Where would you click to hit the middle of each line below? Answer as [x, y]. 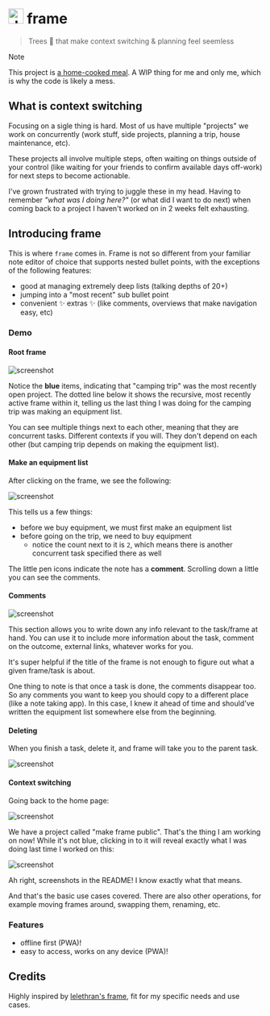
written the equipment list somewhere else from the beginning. [112, 712]
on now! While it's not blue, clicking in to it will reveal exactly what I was [128, 840]
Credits [27, 977]
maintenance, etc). [39, 143]
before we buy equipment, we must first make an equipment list [126, 527]
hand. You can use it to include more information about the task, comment [131, 638]
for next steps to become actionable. [69, 175]
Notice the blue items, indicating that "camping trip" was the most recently [133, 385]
